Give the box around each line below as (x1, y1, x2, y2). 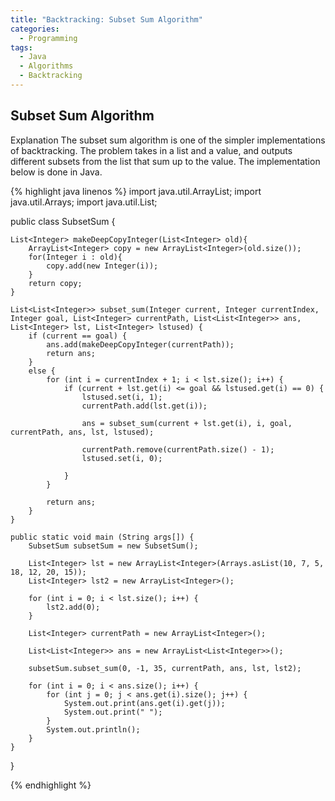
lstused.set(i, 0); (81, 453, 163, 463)
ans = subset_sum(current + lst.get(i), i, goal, (81, 418, 293, 428)
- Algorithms (19, 61, 74, 71)
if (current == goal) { (28, 331, 128, 341)
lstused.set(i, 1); (81, 392, 163, 402)
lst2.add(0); (46, 602, 101, 612)
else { (28, 366, 56, 376)
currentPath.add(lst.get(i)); (81, 401, 208, 411)
